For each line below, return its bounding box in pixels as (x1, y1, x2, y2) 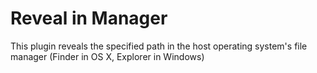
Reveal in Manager (10, 7, 168, 30)
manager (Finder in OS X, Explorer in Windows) (10, 50, 205, 62)
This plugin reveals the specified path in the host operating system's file (10, 40, 308, 52)
